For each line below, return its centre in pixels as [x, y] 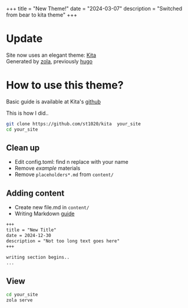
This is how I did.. [27, 113]
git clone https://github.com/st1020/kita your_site [74, 124]
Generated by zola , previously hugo [50, 61]
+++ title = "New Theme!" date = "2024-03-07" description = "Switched [94, 9]
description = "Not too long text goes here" [63, 241]
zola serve [19, 300]
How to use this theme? [65, 85]
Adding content [35, 193]
